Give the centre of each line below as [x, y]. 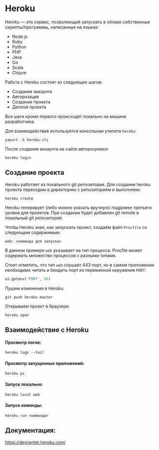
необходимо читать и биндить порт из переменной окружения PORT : [76, 270]
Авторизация [26, 96]
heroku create [19, 198]
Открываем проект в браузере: [37, 306]
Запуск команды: [24, 405]
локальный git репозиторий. [34, 218]
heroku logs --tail [25, 353]
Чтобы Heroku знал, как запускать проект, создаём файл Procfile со [76, 227]
